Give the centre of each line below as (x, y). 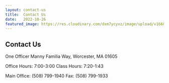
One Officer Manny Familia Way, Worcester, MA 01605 (61, 56)
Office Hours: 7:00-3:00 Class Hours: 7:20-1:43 (55, 66)
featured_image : (22, 24)
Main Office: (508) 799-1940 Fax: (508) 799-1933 (57, 76)
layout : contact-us (26, 10)
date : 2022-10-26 (26, 19)
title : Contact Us (26, 15)
